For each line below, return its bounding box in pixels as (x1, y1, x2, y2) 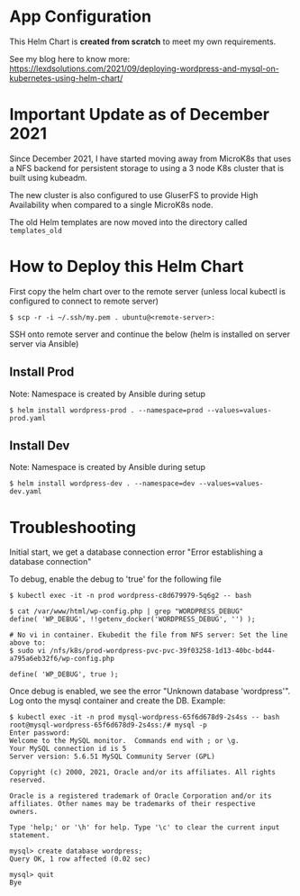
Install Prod (9, 365, 75, 380)
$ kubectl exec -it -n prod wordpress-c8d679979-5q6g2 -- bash (9, 592, 252, 601)
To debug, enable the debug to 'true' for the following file (9, 574, 223, 584)
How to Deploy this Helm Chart (9, 257, 244, 276)
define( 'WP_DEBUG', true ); (9, 670, 119, 679)
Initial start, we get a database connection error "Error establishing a (9, 547, 264, 557)
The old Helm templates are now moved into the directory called (9, 216, 248, 227)
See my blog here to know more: (9, 53, 131, 64)
